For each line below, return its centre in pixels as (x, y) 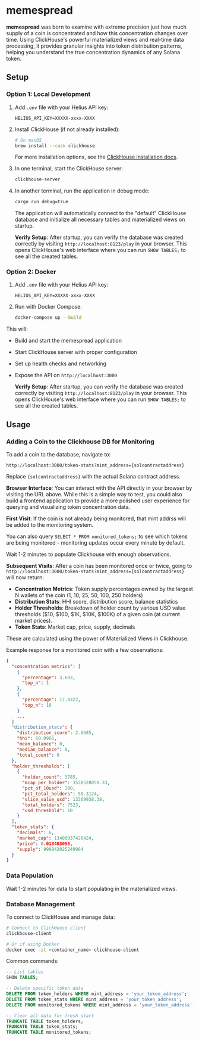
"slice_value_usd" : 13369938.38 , (63, 799)
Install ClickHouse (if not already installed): (67, 129)
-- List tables (25, 972)
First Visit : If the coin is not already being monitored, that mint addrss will (96, 518)
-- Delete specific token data (45, 989)
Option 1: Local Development (48, 94)
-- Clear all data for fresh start (50, 1016)
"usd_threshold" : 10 (47, 810)
